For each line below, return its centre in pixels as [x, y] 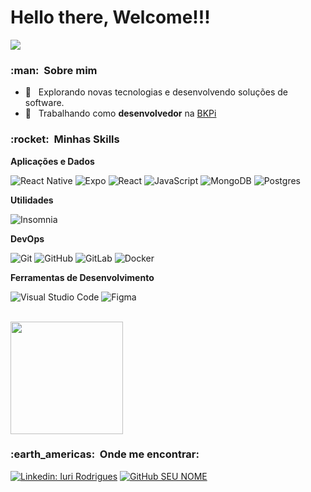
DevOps [27, 238]
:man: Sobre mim [54, 70]
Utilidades [32, 200]
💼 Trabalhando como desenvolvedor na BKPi [120, 113]
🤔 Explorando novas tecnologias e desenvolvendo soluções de [156, 92]
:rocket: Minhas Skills [65, 139]
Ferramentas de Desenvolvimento [82, 277]
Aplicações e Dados [52, 161]
